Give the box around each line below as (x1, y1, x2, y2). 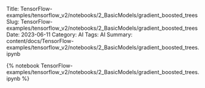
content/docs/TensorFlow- (6, 38, 74, 44)
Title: (6, 5, 20, 12)
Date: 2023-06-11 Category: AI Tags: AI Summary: (6, 31, 133, 38)
